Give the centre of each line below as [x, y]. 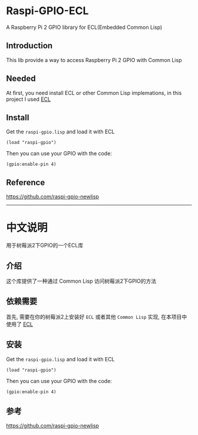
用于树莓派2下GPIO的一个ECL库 [45, 246]
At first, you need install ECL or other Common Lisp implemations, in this [94, 93]
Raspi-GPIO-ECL [47, 11]
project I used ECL [29, 99]
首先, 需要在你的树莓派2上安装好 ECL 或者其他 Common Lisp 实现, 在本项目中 [97, 316]
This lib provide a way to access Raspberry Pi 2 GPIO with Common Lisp [94, 60]
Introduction [29, 46]
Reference [26, 182]
